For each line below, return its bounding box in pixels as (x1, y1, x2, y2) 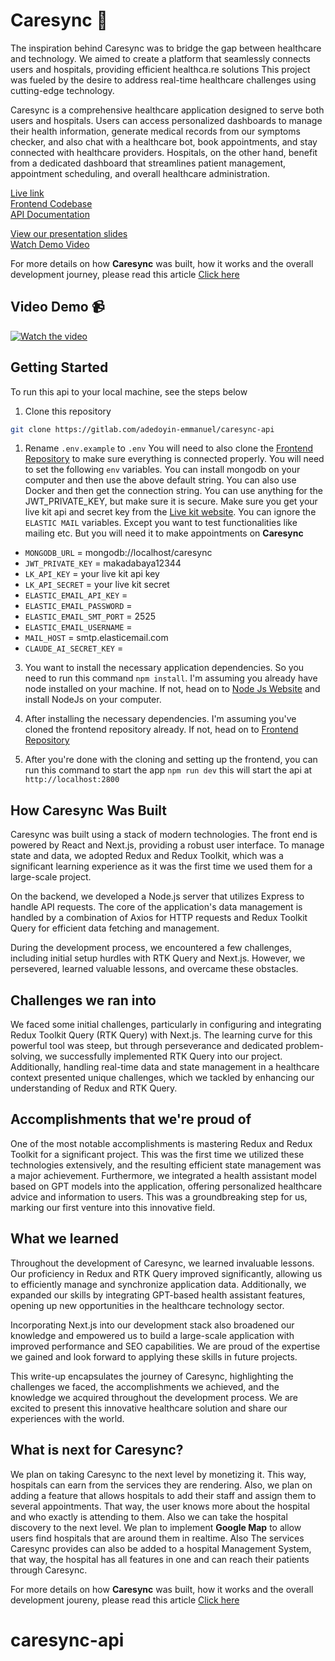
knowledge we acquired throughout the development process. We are (10, 1391, 299, 1403)
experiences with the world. (10, 1412, 125, 1424)
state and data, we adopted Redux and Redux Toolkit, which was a (10, 850, 284, 862)
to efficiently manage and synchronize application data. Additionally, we (10, 1278, 307, 1290)
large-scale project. (10, 871, 92, 883)
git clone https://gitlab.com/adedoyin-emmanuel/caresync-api (10, 424, 275, 434)
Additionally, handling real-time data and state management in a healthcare (10, 1061, 320, 1073)
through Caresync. (10, 1564, 88, 1576)
